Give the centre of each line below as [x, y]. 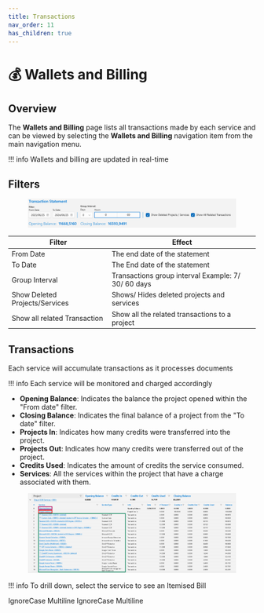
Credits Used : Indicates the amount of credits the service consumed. [132, 465]
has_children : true [40, 33]
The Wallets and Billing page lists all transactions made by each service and [132, 128]
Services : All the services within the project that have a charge [121, 474]
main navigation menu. [45, 144]
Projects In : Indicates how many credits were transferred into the [125, 432]
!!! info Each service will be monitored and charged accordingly [110, 384]
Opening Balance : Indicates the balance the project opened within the [133, 399]
